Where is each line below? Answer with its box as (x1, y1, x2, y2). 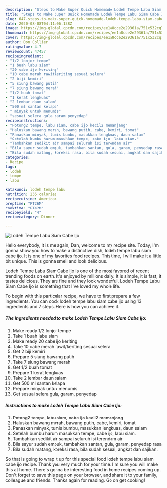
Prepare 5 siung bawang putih (12, 354, 75, 360)
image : (5, 26, 19, 31)
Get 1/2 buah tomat (12, 364, 52, 370)
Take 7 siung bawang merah (12, 359, 71, 365)
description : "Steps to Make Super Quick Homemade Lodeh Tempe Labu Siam (5, 7, 162, 12)
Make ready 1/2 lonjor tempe (12, 328, 71, 334)
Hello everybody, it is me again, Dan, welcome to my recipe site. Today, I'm (5, 242, 159, 248)
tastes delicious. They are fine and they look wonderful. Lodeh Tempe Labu (5, 279, 160, 284)
